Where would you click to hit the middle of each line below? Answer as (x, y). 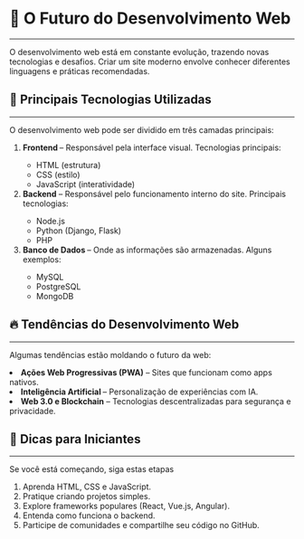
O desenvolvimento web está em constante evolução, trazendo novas (139, 52)
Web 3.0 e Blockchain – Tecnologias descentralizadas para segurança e (156, 401)
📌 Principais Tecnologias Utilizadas (111, 100)
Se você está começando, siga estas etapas (92, 469)
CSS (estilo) (58, 175)
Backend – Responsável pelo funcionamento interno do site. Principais (154, 194)
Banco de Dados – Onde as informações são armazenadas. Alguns (147, 250)
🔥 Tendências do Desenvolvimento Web (124, 325)
